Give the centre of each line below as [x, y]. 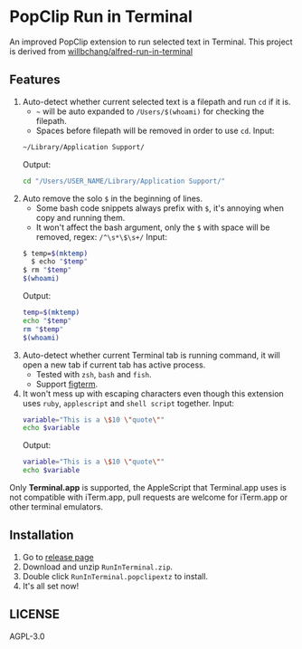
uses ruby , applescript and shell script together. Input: [128, 403]
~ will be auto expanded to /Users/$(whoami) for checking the [150, 111]
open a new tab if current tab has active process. [114, 365]
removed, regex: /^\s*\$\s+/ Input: [101, 236]
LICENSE [35, 614]
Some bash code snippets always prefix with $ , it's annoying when [160, 208]
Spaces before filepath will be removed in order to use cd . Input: [155, 130]
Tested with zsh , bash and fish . [94, 374]
